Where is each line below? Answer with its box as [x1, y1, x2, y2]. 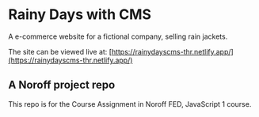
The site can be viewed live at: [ [8, 47, 112, 56]
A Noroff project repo [8, 78, 116, 92]
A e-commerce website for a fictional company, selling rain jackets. [8, 32, 228, 41]
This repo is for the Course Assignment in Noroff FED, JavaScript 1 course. [8, 99, 252, 108]
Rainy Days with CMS [8, 6, 152, 24]
